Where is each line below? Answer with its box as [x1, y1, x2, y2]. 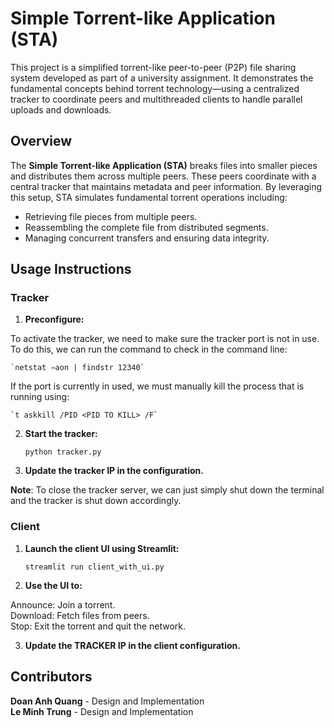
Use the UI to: [24, 579, 83, 591]
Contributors [10, 668, 93, 686]
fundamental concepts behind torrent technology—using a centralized [10, 82, 300, 94]
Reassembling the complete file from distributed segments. [24, 221, 269, 233]
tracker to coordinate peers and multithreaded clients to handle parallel [10, 93, 303, 105]
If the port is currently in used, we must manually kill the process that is [10, 380, 305, 392]
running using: [10, 391, 70, 403]
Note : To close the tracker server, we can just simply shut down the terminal [10, 484, 325, 496]
